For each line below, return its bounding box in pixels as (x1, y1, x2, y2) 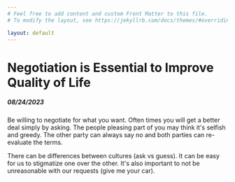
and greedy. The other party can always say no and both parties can (7, 130, 205, 139)
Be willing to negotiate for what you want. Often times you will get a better (7, 115, 220, 124)
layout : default (7, 29, 55, 36)
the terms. (33, 138, 63, 146)
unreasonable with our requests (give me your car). (7, 166, 155, 175)
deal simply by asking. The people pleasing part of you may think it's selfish (7, 123, 226, 132)
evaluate (7, 138, 32, 146)
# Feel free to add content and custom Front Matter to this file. (7, 10, 208, 17)
